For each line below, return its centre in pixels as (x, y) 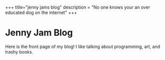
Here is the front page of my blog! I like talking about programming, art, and (83, 46)
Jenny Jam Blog (39, 33)
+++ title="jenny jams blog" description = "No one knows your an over (78, 7)
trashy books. (19, 51)
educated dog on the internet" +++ (41, 12)
